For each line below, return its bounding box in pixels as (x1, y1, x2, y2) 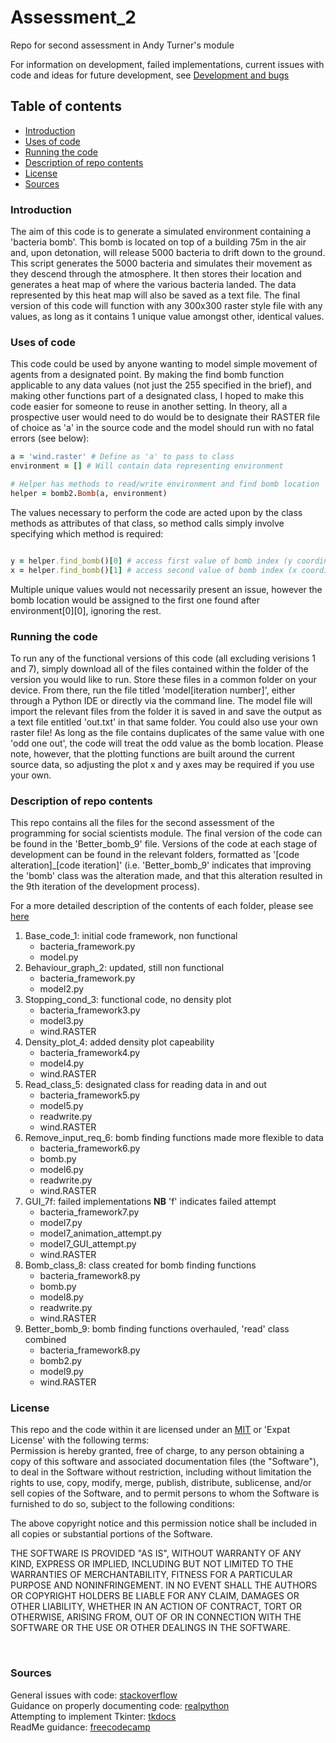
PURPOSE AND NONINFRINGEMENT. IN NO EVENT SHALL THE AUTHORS (10, 1579, 318, 1591)
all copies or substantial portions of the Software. (10, 1528, 213, 1540)
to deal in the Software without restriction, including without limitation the (10, 1466, 312, 1478)
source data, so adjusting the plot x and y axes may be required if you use (10, 758, 315, 770)
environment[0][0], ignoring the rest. (10, 604, 162, 616)
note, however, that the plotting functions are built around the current (10, 747, 295, 760)
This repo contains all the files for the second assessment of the (10, 817, 275, 829)
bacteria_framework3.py (39, 1004, 141, 1016)
